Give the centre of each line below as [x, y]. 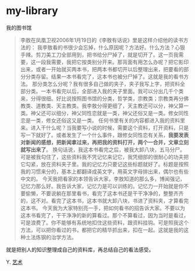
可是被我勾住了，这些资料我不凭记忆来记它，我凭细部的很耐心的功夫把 [104, 157]
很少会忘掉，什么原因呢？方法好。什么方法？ [121, 47]
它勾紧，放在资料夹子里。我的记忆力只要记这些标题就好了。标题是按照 [104, 164]
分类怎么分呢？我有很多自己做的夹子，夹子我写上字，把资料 [109, 84]
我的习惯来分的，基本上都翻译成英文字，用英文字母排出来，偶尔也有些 [104, 171]
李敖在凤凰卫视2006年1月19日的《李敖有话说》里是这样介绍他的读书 [102, 40]
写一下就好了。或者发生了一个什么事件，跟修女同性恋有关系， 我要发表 [104, 135]
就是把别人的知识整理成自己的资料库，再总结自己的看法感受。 [80, 249]
